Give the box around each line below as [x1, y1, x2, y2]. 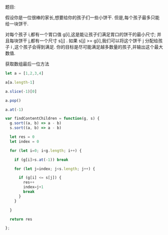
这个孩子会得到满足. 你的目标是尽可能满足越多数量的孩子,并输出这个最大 [14, 44, 163, 50]
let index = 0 [10, 139, 39, 144]
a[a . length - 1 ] [5, 80, 35, 85]
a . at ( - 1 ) [5, 107, 24, 112]
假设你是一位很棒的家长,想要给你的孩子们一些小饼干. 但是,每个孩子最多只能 [5, 15, 160, 21]
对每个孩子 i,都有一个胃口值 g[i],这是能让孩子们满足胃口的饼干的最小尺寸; [5, 32, 156, 37]
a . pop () [5, 98, 22, 103]
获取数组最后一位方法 [5, 61, 49, 67]
